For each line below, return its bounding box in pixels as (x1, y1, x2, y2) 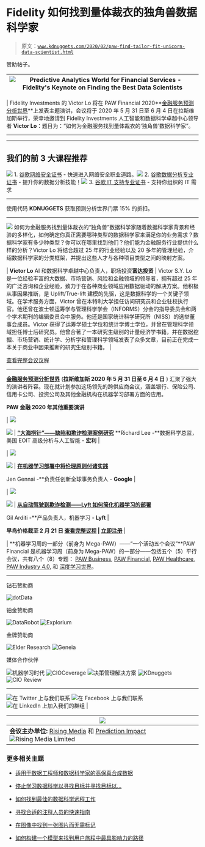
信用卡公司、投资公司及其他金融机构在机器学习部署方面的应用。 (6, 390, 167, 398)
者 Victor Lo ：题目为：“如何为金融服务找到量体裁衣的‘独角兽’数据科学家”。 (6, 122, 194, 129)
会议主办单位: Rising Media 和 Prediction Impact (9, 727, 146, 735)
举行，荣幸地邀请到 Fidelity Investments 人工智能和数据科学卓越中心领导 (16, 114, 199, 122)
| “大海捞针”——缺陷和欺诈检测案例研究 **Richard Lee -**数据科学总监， (13, 429, 198, 436)
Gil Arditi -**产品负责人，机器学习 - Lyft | (6, 514, 109, 521)
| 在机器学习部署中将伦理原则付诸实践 (13, 462, 109, 470)
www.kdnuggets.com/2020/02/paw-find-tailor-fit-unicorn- (37, 43, 185, 50)
